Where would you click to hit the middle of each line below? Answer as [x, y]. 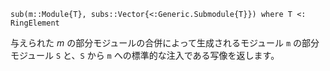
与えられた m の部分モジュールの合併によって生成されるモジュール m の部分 [165, 43]
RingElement [35, 23]
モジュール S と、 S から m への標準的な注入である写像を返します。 [145, 55]
